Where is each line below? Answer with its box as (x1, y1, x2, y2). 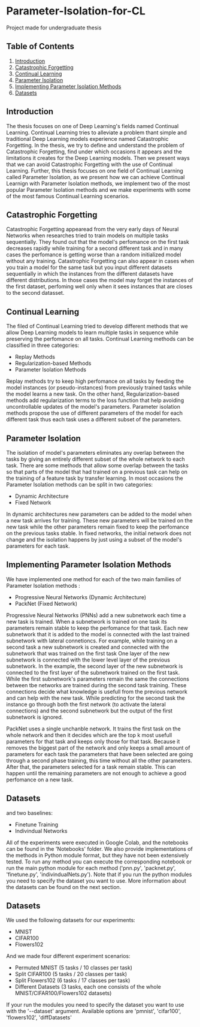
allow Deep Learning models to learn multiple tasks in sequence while (6, 329, 178, 336)
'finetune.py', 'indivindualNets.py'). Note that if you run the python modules (6, 871, 192, 878)
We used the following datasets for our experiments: (6, 917, 136, 924)
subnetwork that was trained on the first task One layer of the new (6, 650, 170, 657)
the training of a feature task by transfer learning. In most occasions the (6, 475, 184, 482)
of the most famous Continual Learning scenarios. (6, 192, 130, 200)
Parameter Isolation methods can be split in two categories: (6, 481, 153, 488)
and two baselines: (6, 809, 53, 816)
